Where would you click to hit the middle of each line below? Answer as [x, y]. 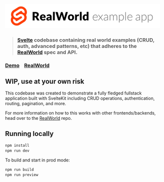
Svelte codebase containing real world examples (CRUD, [86, 40]
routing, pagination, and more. [36, 104]
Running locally [29, 134]
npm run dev [17, 151]
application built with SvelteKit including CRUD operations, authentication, [80, 98]
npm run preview [22, 175]
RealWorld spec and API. [47, 52]
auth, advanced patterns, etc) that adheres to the [77, 46]
